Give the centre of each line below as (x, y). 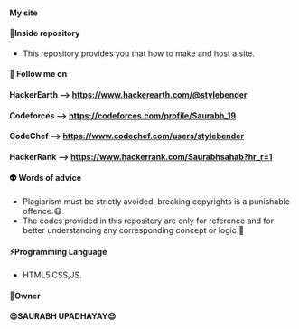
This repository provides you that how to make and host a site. (139, 53)
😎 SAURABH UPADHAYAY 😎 (63, 316)
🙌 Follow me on (38, 74)
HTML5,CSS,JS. (52, 275)
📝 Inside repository (45, 33)
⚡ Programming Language (58, 251)
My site (23, 13)
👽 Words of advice (46, 178)
